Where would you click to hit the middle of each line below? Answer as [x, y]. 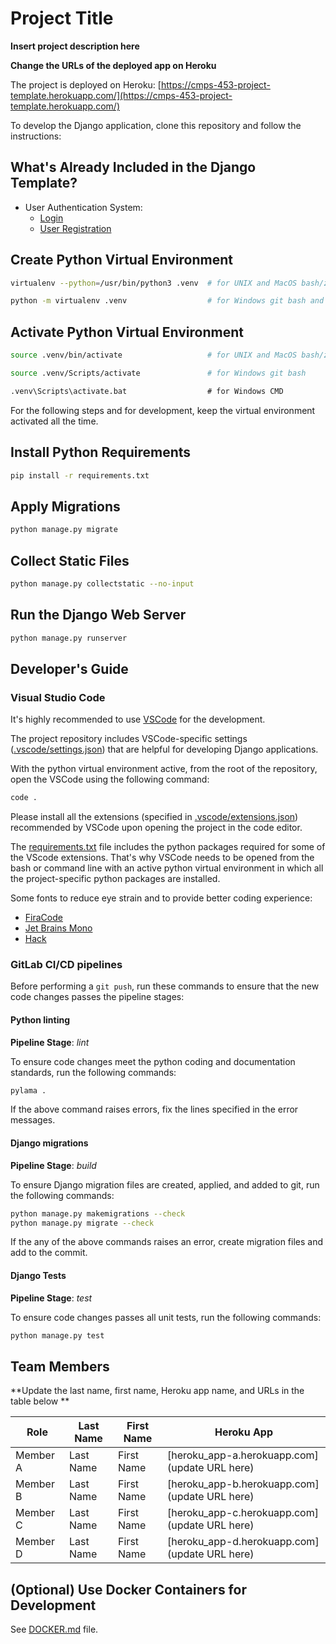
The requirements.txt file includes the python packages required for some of [168, 847]
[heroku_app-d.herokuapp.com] [243, 1542]
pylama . [28, 1090]
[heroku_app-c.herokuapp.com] [242, 1513]
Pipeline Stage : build [53, 1165]
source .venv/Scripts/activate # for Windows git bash [158, 373]
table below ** [40, 1401]
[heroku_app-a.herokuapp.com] [242, 1455]
